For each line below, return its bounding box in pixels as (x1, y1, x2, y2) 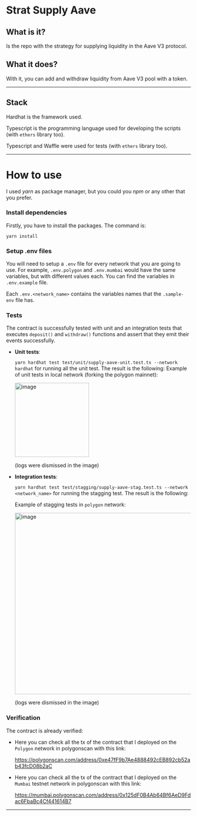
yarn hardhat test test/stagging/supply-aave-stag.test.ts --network (14, 485, 189, 491)
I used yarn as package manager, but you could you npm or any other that (6, 187, 185, 194)
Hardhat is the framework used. (6, 113, 83, 120)
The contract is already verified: (6, 727, 83, 734)
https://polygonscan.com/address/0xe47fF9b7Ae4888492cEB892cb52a (14, 756, 191, 763)
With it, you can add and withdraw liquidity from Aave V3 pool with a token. (6, 75, 188, 82)
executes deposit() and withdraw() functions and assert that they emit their (6, 331, 189, 338)
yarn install (6, 233, 38, 239)
